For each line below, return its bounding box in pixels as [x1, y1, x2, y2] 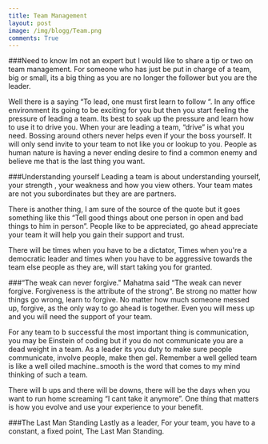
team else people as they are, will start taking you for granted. [8, 262, 213, 272]
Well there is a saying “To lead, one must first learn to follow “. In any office [8, 97, 256, 106]
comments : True [8, 34, 59, 42]
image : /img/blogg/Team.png [8, 26, 102, 34]
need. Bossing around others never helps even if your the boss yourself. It [8, 131, 252, 141]
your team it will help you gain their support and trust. [8, 230, 185, 240]
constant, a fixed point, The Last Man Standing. [8, 426, 165, 436]
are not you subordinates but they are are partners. [8, 189, 177, 198]
